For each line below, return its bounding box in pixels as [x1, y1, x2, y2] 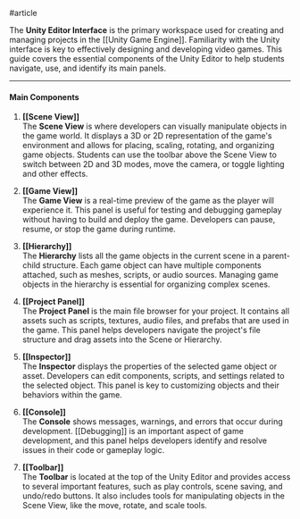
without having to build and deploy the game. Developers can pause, [21, 214, 276, 225]
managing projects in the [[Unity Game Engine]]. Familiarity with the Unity [9, 35, 280, 45]
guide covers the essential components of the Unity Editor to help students [9, 54, 285, 63]
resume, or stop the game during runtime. [21, 223, 176, 235]
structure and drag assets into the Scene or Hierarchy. [21, 334, 222, 345]
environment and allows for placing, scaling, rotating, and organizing [21, 140, 275, 151]
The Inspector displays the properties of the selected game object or [21, 361, 278, 372]
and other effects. [21, 169, 88, 180]
